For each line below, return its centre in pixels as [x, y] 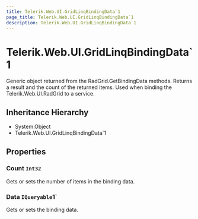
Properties [26, 152]
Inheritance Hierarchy [47, 112]
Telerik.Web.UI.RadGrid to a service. [50, 94]
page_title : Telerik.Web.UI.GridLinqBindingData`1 [70, 17]
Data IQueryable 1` [32, 196]
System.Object [33, 127]
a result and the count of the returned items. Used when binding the [89, 87]
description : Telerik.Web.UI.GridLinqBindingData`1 [71, 23]
